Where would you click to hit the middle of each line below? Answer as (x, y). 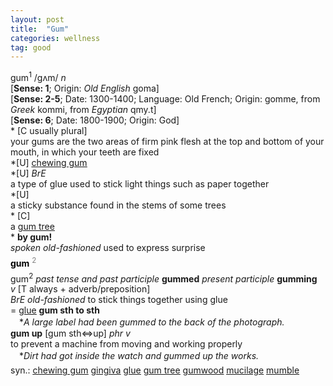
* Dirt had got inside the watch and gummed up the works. (139, 356)
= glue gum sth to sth (55, 310)
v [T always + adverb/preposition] (80, 289)
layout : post (37, 19)
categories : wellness (55, 38)
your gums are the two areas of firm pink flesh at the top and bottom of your (167, 141)
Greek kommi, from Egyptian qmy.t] (83, 109)
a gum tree (32, 226)
